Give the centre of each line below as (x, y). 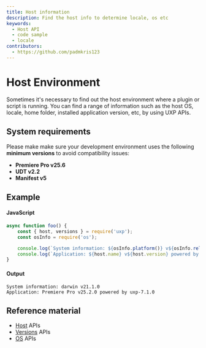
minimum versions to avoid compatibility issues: (68, 153)
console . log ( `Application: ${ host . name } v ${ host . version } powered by (108, 254)
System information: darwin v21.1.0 (53, 287)
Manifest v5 (31, 178)
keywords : (19, 23)
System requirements (48, 132)
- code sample (30, 35)
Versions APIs (33, 332)
